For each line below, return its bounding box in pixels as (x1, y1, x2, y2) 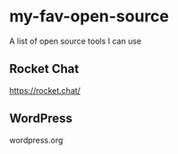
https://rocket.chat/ (9, 85, 81, 95)
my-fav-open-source (9, 6, 170, 27)
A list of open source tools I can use (9, 36, 142, 46)
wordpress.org (9, 134, 64, 145)
